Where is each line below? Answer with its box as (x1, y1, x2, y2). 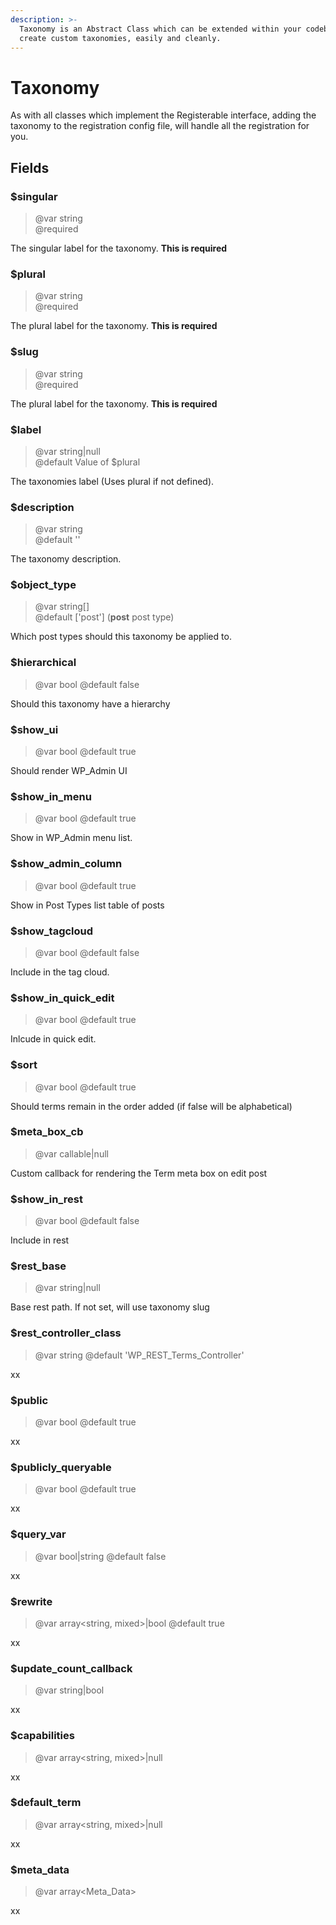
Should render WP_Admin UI (10, 765, 128, 777)
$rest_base (10, 1259, 67, 1273)
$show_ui (10, 722, 59, 736)
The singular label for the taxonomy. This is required (10, 242, 228, 254)
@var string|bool (34, 1684, 105, 1696)
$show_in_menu (10, 790, 92, 803)
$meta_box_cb (10, 1125, 84, 1139)
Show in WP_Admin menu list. (10, 832, 133, 844)
